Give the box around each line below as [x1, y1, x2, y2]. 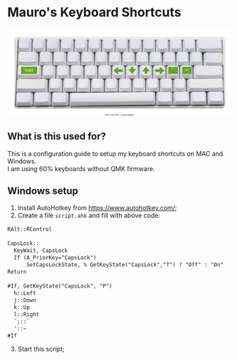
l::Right [13, 311, 40, 318]
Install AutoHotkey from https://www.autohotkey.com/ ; [17, 204, 177, 212]
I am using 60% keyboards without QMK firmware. [7, 164, 155, 173]
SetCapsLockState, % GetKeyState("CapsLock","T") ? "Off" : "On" [26, 261, 224, 268]
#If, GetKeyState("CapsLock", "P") [7, 283, 113, 290]
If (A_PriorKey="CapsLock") [13, 254, 97, 261]
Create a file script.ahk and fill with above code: [17, 211, 161, 220]
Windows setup [7, 185, 79, 197]
